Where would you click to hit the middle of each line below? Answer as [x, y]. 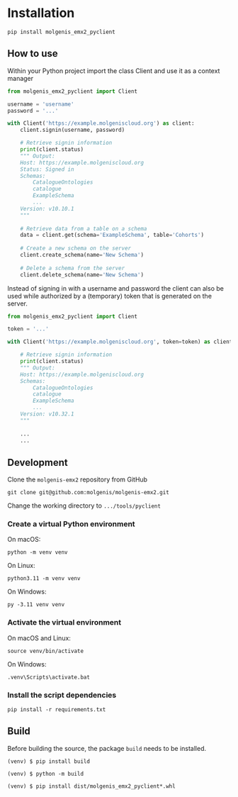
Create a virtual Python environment [72, 524]
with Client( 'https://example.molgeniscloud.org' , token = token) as [109, 342]
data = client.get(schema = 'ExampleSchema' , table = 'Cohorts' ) [112, 235]
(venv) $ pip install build [49, 761]
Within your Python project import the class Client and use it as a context [114, 71]
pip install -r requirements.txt [57, 710]
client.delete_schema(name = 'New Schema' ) [82, 274]
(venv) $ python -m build [45, 774]
